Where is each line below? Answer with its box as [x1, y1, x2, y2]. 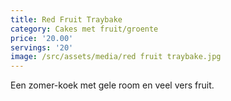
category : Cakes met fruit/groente [10, 24, 159, 34]
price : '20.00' [10, 33, 74, 43]
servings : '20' [10, 42, 74, 53]
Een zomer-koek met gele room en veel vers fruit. [10, 79, 215, 91]
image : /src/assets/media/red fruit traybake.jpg [10, 52, 222, 62]
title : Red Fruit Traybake [10, 14, 123, 25]
